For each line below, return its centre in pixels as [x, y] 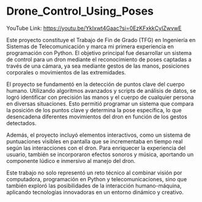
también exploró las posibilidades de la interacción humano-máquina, [94, 186]
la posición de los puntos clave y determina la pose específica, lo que [94, 110]
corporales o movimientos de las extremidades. [66, 72]
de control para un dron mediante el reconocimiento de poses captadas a [99, 59]
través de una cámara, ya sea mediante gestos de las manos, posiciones [98, 66]
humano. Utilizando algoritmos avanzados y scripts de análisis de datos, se [101, 90]
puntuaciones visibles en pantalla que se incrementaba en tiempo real [95, 141]
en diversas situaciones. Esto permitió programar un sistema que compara [100, 103]
